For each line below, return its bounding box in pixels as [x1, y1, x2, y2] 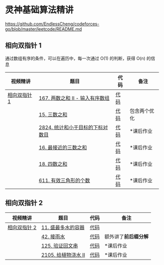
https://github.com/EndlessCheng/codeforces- [5, 20, 100, 27]
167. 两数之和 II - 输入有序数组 [39, 95, 110, 102]
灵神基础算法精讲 [5, 4, 74, 16]
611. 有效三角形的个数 [39, 177, 90, 183]
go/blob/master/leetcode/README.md [5, 26, 82, 32]
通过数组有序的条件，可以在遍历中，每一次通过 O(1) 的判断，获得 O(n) [5, 55, 145, 61]
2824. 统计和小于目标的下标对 [39, 124, 108, 131]
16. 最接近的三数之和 [39, 144, 87, 151]
